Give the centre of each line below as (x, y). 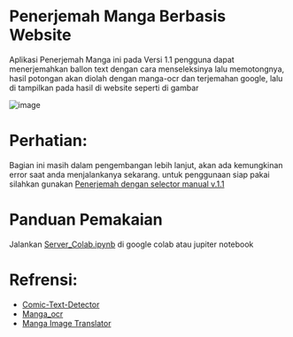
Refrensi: (43, 280)
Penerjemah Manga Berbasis (118, 16)
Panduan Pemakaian (86, 220)
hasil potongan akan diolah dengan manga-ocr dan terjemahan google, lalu (146, 78)
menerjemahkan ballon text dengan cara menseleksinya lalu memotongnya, (147, 69)
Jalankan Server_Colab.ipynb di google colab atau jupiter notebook (131, 244)
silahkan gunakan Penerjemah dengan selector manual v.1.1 (117, 184)
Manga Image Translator (66, 323)
